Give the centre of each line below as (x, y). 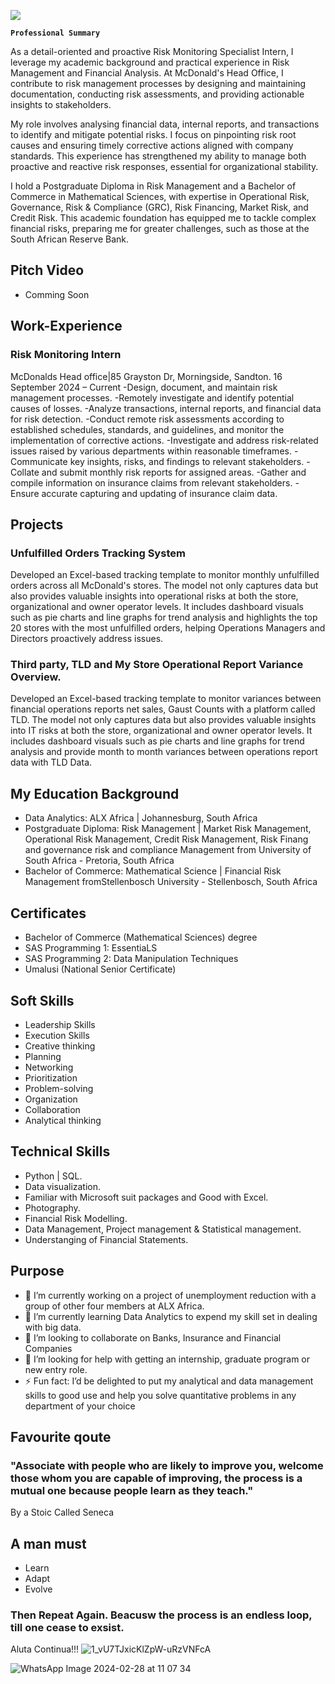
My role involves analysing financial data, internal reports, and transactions (165, 124)
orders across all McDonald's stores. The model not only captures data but (164, 586)
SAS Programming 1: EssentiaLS (91, 948)
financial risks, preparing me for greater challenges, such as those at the (160, 228)
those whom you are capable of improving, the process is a (156, 1478)
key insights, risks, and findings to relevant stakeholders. (187, 461)
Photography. (52, 1207)
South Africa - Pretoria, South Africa (99, 861)
